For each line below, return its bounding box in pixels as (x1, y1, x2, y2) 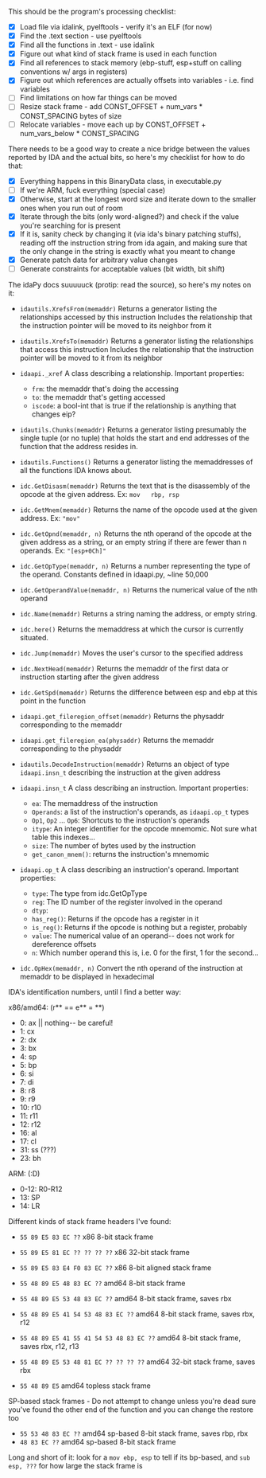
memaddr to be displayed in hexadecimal (19, 972, 155, 981)
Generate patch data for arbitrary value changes (19, 255, 179, 264)
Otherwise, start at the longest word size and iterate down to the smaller (19, 194, 256, 204)
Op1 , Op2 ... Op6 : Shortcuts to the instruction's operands (31, 815, 210, 825)
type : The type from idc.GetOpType (31, 889, 148, 898)
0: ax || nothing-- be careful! (19, 1019, 114, 1027)
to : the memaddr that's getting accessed (31, 393, 166, 401)
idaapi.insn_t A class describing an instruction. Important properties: (19, 784, 249, 792)
